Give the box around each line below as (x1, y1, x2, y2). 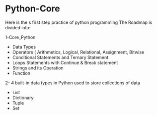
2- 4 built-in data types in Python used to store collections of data (5, 80, 141, 86)
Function (12, 70, 31, 76)
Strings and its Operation (12, 65, 64, 71)
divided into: (5, 24, 31, 30)
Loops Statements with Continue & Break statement (12, 59, 118, 65)
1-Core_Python (5, 34, 36, 40)
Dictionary (12, 95, 34, 101)
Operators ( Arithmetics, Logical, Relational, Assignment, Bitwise (12, 49, 145, 55)
